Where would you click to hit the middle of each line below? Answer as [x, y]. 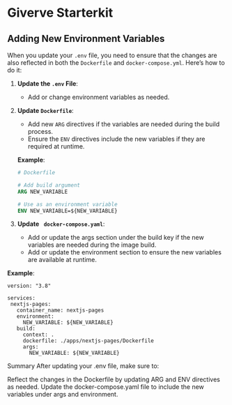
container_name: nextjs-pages [60, 311]
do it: [15, 70]
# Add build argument [48, 185]
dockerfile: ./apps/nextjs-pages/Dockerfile [88, 341]
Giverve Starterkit [60, 13]
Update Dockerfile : [46, 110]
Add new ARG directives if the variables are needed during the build [124, 124]
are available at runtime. [62, 260]
